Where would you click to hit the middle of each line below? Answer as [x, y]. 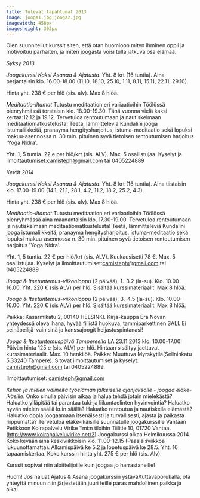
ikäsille [15, 396]
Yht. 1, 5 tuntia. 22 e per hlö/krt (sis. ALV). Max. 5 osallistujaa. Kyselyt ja [94, 154]
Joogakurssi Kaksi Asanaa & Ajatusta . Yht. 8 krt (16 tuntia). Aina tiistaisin [96, 184]
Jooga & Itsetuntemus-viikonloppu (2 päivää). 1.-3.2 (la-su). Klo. [85, 281]
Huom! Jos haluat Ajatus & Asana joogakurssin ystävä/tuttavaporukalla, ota [99, 477]
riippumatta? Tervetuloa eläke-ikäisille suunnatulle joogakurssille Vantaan [96, 422]
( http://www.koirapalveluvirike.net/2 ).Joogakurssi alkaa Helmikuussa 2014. [98, 435]
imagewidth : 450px [29, 23]
